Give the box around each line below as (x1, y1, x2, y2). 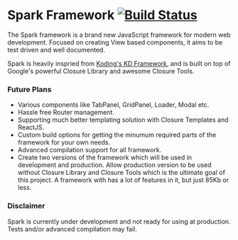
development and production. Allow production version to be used (17, 161, 212, 169)
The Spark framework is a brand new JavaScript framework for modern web (7, 30, 231, 39)
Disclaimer (7, 201, 45, 211)
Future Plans (7, 84, 52, 94)
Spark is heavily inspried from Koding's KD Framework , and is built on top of (7, 59, 231, 67)
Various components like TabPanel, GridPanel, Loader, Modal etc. (17, 101, 210, 109)
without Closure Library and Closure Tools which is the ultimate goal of (17, 168, 226, 177)
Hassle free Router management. (17, 108, 115, 117)
